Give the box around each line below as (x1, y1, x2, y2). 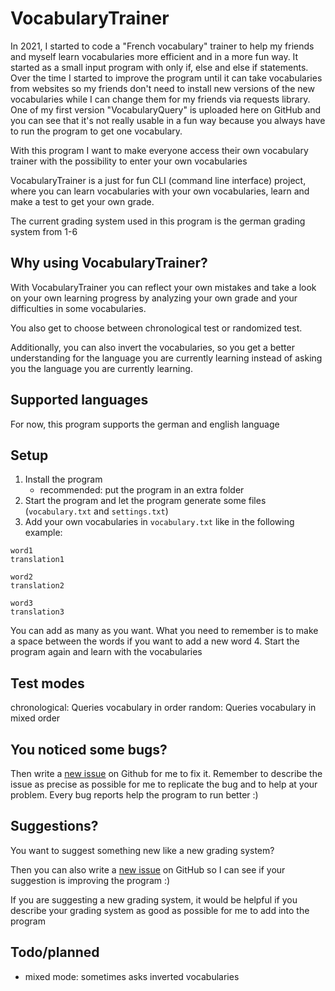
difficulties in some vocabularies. (10, 302, 147, 314)
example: (24, 527, 63, 539)
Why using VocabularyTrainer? (10, 255, 208, 272)
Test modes (10, 675, 85, 692)
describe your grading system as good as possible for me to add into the (10, 904, 310, 916)
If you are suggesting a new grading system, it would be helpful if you (10, 893, 298, 906)
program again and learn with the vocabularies (10, 646, 203, 658)
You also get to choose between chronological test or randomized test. (10, 322, 303, 334)
